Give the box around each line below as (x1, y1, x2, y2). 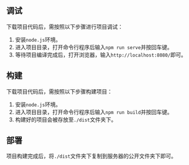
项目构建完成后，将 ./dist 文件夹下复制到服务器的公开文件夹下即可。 (6, 152, 177, 160)
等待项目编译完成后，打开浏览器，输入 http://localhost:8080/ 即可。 (15, 51, 187, 58)
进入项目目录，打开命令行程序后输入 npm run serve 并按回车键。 (15, 43, 173, 50)
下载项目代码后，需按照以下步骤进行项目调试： (6, 23, 123, 30)
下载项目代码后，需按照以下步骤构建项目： (6, 87, 113, 95)
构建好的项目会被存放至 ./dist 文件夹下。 (15, 116, 117, 123)
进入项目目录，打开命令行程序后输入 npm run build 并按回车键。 (15, 108, 173, 115)
